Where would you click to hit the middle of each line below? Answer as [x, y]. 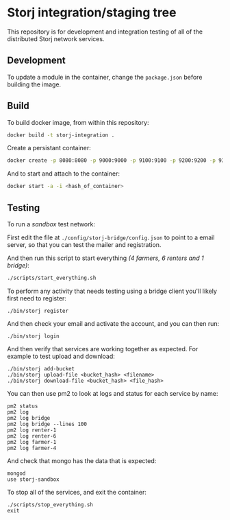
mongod [16, 473]
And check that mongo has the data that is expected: [82, 460]
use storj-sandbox [33, 479]
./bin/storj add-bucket [41, 368]
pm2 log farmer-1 [32, 442]
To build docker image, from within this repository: [78, 122]
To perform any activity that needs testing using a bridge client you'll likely [112, 291]
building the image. [34, 84]
